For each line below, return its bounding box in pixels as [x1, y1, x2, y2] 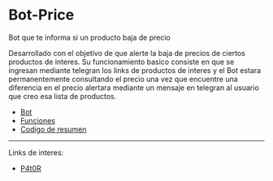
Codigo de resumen [19, 124, 87, 134]
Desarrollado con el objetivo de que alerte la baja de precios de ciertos [8, 48, 246, 58]
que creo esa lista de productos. [8, 91, 117, 101]
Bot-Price [8, 6, 75, 24]
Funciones [19, 115, 55, 125]
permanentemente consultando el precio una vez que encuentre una [8, 74, 238, 84]
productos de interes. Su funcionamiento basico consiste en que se [8, 57, 235, 67]
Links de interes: [8, 148, 64, 157]
